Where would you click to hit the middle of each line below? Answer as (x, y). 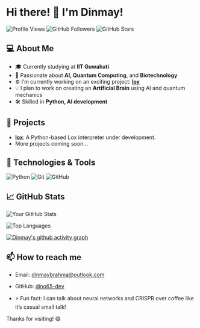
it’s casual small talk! (40, 307)
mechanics (29, 94)
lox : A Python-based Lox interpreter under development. (85, 137)
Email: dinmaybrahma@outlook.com (60, 274)
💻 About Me (30, 48)
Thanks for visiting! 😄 (34, 319)
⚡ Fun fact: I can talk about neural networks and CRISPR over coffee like (104, 298)
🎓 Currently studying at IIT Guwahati (62, 66)
